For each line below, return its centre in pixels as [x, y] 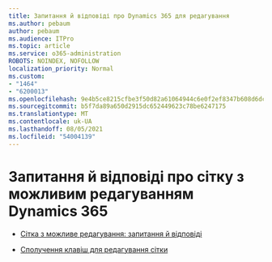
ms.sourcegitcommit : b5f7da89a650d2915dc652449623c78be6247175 [117, 106]
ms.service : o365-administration [65, 54]
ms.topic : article [39, 46]
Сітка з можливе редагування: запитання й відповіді [111, 234]
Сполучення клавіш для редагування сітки [94, 249]
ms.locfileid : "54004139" [52, 136]
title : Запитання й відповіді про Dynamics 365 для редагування [119, 16]
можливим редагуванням [101, 193]
